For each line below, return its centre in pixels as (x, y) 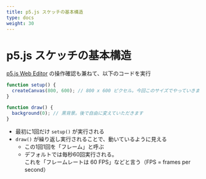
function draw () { (30, 108)
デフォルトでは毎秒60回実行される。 (71, 154)
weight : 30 (20, 23)
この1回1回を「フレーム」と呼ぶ (64, 147)
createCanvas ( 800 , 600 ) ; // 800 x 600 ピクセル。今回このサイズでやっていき (104, 91)
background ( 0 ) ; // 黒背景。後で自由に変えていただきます (78, 113)
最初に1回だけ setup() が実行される (60, 131)
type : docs (20, 18)
